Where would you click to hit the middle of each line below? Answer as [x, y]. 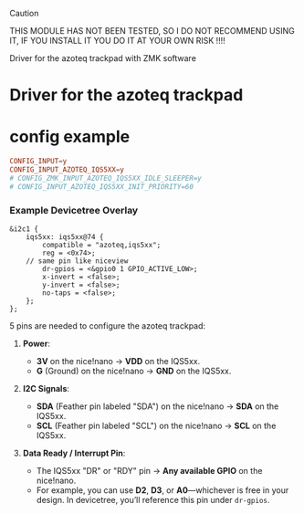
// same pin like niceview [77, 261]
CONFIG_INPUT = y [38, 162]
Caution [24, 13]
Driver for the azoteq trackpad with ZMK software [103, 58]
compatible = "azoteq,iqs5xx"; [102, 245]
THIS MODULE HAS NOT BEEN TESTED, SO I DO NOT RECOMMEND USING [152, 31]
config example [70, 137]
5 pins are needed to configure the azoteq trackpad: [108, 325]
